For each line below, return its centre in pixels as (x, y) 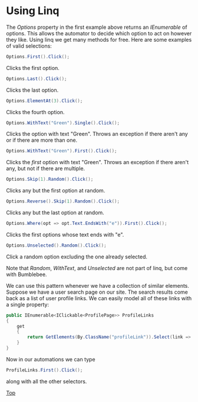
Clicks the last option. (32, 90)
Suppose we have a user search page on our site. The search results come (97, 292)
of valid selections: (29, 46)
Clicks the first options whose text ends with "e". (65, 234)
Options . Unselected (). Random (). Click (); (57, 245)
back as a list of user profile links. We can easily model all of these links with (99, 298)
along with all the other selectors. (47, 381)
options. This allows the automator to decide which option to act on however (99, 33)
